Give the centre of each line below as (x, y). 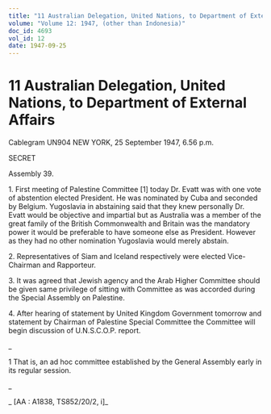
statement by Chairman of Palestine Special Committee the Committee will (132, 322)
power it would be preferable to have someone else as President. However (132, 232)
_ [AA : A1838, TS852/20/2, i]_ (58, 402)
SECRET (22, 158)
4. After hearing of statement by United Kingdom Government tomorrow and (135, 314)
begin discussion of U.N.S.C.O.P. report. (75, 331)
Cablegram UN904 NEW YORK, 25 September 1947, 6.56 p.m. (111, 143)
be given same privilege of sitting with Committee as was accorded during (132, 289)
